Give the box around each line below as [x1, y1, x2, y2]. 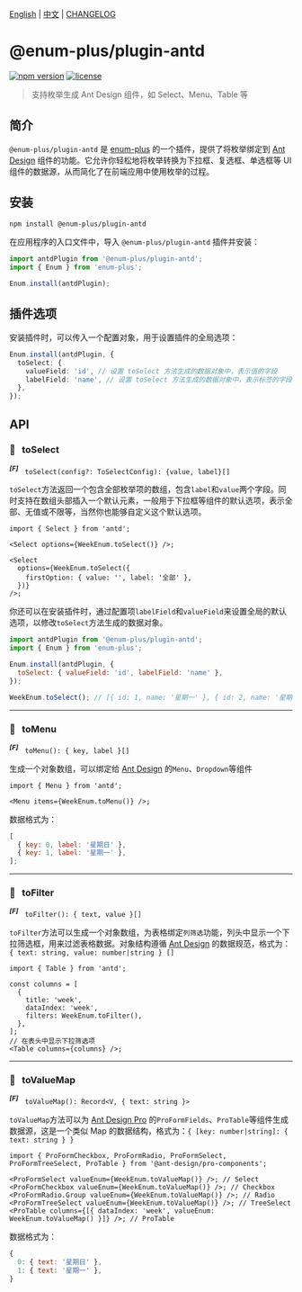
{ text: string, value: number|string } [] [9, 948, 175, 957]
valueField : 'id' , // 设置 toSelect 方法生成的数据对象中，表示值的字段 [25, 366, 278, 376]
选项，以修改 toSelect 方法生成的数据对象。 [9, 617, 168, 628]
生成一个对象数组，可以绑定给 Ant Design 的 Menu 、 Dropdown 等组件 [9, 763, 253, 774]
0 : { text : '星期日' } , [17, 1257, 102, 1267]
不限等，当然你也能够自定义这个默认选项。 [48, 507, 207, 517]
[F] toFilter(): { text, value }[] [9, 907, 142, 920]
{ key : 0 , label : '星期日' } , [17, 840, 127, 849]
